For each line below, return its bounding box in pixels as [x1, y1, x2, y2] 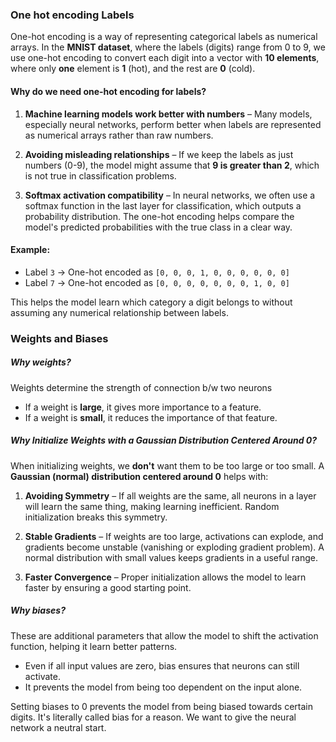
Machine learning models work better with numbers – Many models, [24, 108, 313, 120]
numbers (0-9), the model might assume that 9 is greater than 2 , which [24, 159, 320, 171]
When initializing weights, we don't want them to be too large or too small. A [10, 459, 325, 472]
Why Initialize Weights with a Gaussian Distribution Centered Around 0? [10, 434, 318, 447]
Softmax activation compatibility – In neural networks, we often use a [24, 189, 316, 201]
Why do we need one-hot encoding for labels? [10, 85, 207, 97]
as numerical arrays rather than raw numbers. [24, 129, 214, 141]
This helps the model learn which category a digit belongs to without [10, 296, 293, 308]
